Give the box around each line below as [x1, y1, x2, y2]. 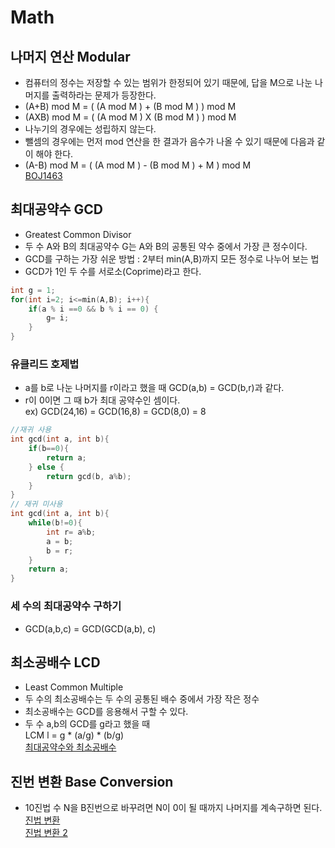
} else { [28, 462, 65, 472]
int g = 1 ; [10, 285, 56, 295]
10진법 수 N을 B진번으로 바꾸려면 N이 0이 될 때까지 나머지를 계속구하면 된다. [24, 802, 323, 814]
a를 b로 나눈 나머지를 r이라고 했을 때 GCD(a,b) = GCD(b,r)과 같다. [24, 382, 285, 394]
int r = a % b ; [46, 527, 97, 537]
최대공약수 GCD [10, 201, 104, 218]
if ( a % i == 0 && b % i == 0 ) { [28, 304, 159, 314]
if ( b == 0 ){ [28, 444, 70, 454]
